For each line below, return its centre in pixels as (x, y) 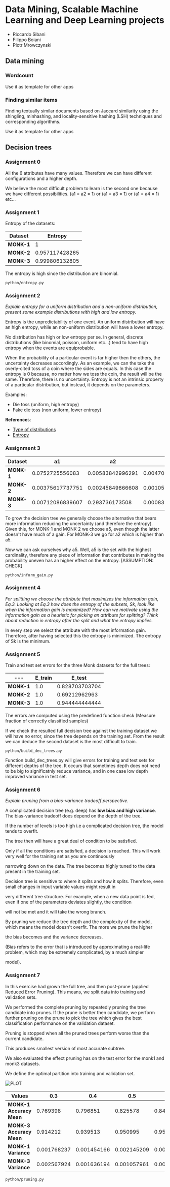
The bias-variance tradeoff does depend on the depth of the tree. (74, 816)
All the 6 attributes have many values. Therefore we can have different (78, 173)
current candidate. (25, 1039)
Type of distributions (34, 430)
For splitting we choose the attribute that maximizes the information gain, (82, 599)
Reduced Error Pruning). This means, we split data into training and (75, 992)
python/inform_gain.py (29, 575)
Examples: (16, 394)
